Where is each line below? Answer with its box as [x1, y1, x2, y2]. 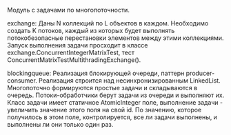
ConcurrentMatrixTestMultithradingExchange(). [7, 56, 141, 64]
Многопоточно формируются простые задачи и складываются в [7, 84, 198, 92]
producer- [185, 69, 215, 77]
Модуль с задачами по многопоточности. [7, 6, 130, 14]
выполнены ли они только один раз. [7, 121, 114, 128]
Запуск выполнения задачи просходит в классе [7, 41, 148, 49]
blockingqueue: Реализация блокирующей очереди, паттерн [7, 69, 185, 77]
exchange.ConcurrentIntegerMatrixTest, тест [7, 48, 135, 56]
